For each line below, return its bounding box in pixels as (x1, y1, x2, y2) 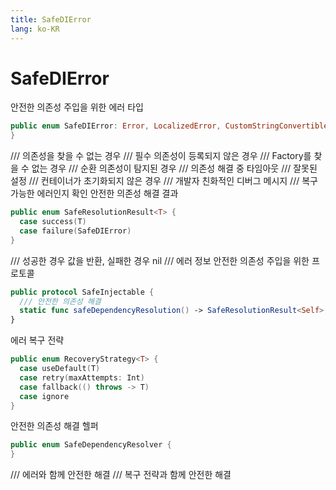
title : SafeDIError (10, 14, 92, 25)
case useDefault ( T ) (19, 364, 101, 374)
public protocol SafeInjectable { (10, 287, 155, 297)
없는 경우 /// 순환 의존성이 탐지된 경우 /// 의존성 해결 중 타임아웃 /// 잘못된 (31, 162, 318, 175)
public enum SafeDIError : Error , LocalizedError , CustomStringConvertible (10, 121, 329, 131)
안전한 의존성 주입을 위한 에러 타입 (10, 101, 144, 113)
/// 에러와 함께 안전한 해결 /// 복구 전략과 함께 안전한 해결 (10, 469, 232, 481)
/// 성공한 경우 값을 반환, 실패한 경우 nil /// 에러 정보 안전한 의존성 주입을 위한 (10, 254, 310, 266)
